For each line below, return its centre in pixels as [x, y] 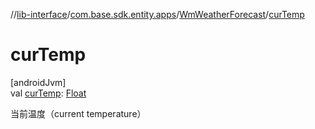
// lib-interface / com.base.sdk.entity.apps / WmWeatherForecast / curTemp [157, 14]
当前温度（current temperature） [78, 113]
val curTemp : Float [48, 93]
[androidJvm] [38, 82]
